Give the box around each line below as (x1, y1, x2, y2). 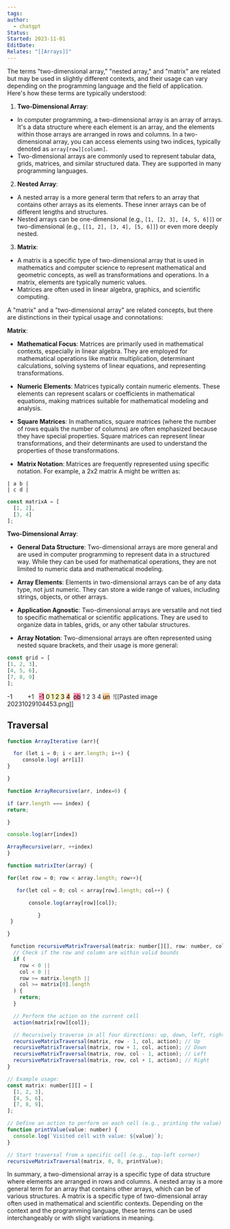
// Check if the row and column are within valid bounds (13, 949, 179, 957)
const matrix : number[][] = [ (7, 1082, 94, 1089)
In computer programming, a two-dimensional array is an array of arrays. (16, 115, 223, 123)
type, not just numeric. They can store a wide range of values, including (16, 586, 220, 594)
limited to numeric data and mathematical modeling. (16, 565, 164, 573)
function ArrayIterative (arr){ (7, 738, 99, 745)
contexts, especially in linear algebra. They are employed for (16, 347, 188, 355)
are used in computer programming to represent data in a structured (16, 550, 210, 559)
